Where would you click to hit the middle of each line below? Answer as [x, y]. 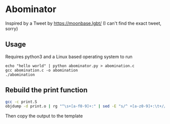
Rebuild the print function [46, 90]
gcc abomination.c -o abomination [42, 70]
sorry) [12, 28]
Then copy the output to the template [44, 116]
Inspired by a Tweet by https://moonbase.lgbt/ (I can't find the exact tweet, [83, 23]
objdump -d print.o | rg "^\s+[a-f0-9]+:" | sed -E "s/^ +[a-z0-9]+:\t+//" [87, 106]
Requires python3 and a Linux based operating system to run [69, 56]
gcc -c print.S [21, 102]
